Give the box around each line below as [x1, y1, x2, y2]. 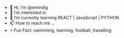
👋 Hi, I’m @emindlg [9, 5, 48, 10]
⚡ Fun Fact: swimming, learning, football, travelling [9, 27, 111, 33]
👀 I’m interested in [9, 10, 46, 15]
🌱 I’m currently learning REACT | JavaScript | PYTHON [9, 15, 120, 20]
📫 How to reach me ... [9, 20, 55, 26]
